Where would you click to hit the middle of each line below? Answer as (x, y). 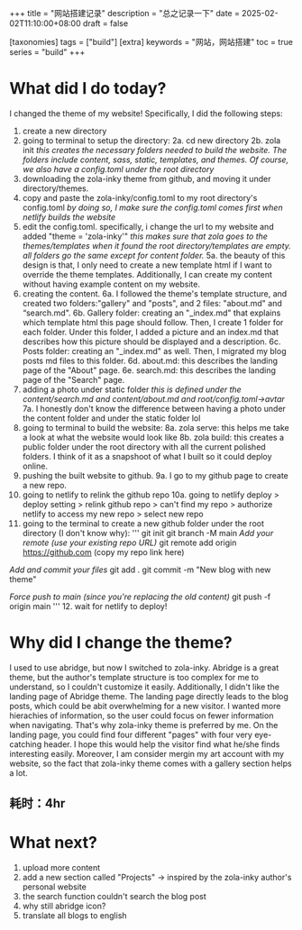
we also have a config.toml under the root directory (118, 169)
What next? (53, 843)
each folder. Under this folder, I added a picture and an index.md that (151, 332)
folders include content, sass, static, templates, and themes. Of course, (156, 160)
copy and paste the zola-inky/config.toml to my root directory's (140, 197)
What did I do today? (88, 89)
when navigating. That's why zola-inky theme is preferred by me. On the (144, 725)
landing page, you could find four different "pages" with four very (131, 734)
